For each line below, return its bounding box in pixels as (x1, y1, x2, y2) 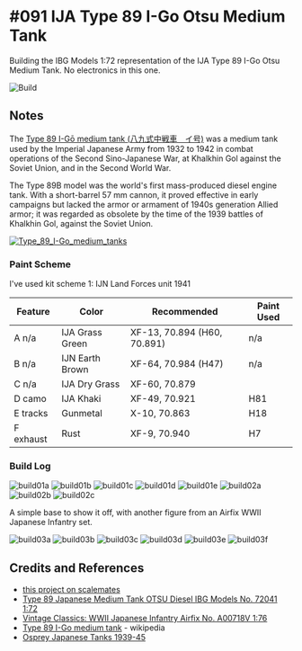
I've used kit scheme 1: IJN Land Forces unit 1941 (9, 279, 191, 290)
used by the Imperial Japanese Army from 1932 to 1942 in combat (9, 143, 253, 154)
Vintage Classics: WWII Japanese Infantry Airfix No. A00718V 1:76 (22, 613, 268, 624)
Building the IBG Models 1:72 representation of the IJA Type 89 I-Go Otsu (9, 55, 280, 66)
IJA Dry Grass (61, 378, 120, 390)
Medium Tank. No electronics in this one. (9, 65, 161, 76)
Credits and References (9, 560, 145, 575)
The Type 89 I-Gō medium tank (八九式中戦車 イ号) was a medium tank (9, 133, 279, 144)
